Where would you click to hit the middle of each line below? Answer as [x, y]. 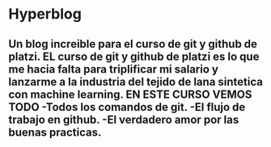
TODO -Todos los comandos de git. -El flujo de [127, 107]
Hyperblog [45, 14]
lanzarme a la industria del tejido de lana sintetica [135, 82]
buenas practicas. [55, 132]
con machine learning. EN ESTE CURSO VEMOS [130, 94]
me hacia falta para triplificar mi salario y [113, 69]
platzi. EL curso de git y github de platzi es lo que [134, 56]
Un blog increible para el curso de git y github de [133, 44]
